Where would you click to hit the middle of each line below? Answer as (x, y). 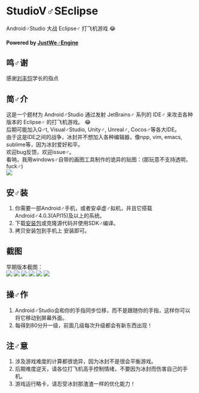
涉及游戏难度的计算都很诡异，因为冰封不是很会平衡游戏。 (85, 361)
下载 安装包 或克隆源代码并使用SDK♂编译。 (67, 223)
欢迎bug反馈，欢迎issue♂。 (40, 152)
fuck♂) (15, 167)
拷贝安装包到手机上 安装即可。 (52, 230)
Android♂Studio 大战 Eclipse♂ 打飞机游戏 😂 (61, 28)
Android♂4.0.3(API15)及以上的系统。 (60, 215)
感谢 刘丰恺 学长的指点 (32, 78)
